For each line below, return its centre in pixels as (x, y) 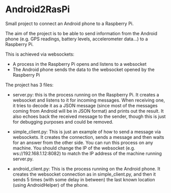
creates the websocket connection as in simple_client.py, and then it (84, 174)
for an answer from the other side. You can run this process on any (83, 142)
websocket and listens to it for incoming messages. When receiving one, (89, 100)
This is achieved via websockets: (40, 54)
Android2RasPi (38, 9)
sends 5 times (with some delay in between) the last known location (84, 179)
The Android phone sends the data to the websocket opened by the (83, 69)
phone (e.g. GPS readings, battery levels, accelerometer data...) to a (77, 39)
